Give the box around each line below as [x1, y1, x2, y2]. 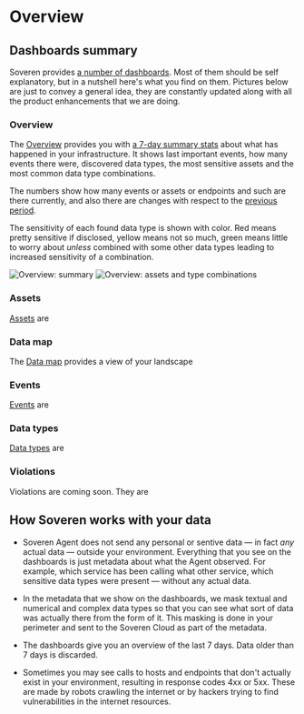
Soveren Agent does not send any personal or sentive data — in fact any [22, 537, 295, 548]
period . [9, 205, 36, 216]
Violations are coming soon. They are [9, 486, 149, 497]
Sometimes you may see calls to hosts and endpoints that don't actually [22, 667, 292, 678]
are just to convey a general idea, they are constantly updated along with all [9, 86, 292, 96]
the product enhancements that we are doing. [9, 96, 181, 106]
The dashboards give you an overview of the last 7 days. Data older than [22, 639, 295, 650]
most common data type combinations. [9, 168, 156, 179]
